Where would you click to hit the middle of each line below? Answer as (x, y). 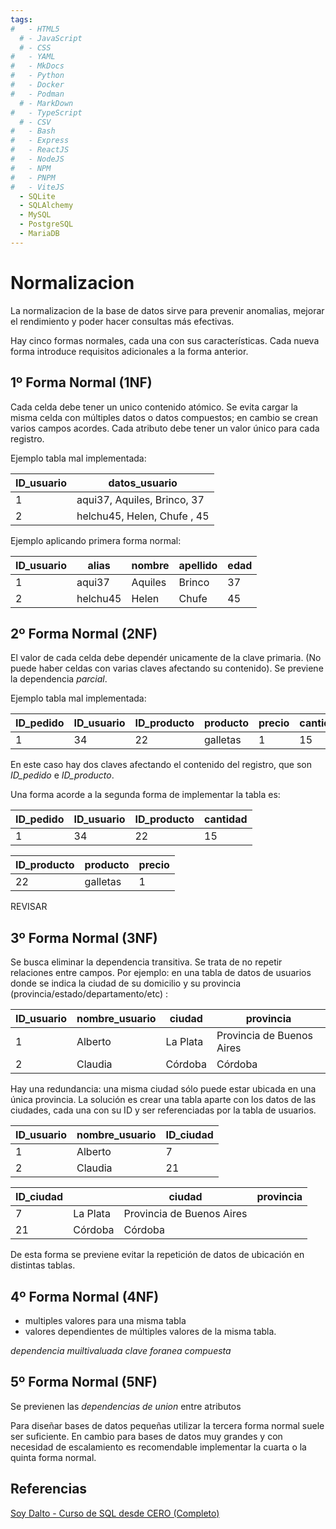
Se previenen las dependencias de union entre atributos (126, 1406)
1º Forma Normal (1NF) (81, 382)
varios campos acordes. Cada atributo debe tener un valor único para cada (165, 428)
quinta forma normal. (53, 1457)
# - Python (37, 76)
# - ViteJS (37, 187)
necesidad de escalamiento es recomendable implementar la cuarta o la (158, 1447)
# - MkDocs (37, 66)
